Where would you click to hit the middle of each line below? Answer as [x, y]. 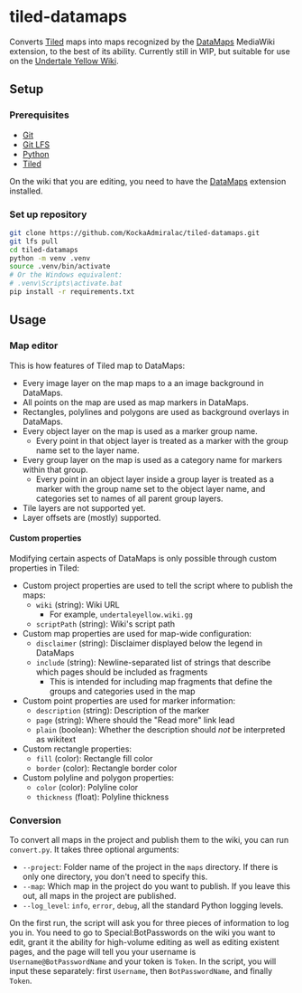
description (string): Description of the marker [123, 710]
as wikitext [56, 739]
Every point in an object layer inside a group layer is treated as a [155, 479]
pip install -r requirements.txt [72, 292]
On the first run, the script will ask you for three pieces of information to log [150, 923]
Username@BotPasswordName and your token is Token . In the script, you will [143, 961]
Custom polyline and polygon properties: [98, 777]
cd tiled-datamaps [44, 250]
